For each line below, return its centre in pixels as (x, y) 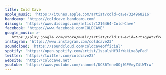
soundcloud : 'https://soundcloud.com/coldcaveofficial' (64, 46)
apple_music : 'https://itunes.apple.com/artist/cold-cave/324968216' (78, 14)
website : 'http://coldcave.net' (38, 60)
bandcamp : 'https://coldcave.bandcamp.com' (51, 19)
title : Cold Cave (23, 10)
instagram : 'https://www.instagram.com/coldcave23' (59, 42)
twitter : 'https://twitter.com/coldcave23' (51, 56)
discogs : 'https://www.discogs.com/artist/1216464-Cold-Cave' (70, 23)
